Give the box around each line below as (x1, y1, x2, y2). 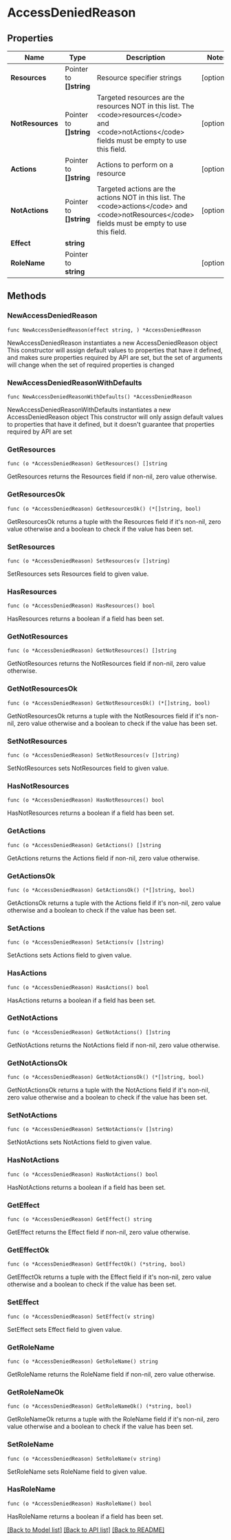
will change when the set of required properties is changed (7, 361, 175, 369)
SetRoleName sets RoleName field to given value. (7, 1467, 147, 1476)
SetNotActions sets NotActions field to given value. (7, 1138, 153, 1146)
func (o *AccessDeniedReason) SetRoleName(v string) (7, 1455, 162, 1462)
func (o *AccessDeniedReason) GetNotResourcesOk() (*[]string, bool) (7, 700, 211, 707)
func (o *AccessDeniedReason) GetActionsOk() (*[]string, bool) (7, 886, 195, 893)
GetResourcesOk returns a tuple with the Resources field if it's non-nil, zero (7, 517, 221, 525)
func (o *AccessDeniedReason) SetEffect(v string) (7, 1313, 155, 1320)
